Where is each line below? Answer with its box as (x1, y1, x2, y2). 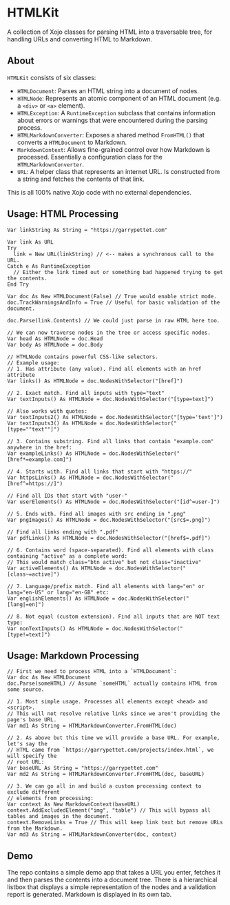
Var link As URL (7, 238, 54, 246)
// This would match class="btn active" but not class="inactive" (7, 558, 202, 565)
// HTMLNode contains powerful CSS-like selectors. (7, 353, 158, 360)
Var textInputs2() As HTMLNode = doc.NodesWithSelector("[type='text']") (7, 413, 224, 420)
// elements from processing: (7, 795, 94, 802)
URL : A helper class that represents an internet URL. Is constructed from (17, 167, 220, 175)
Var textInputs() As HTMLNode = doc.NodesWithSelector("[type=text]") (7, 396, 214, 402)
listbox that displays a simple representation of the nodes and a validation (7, 883, 216, 891)
